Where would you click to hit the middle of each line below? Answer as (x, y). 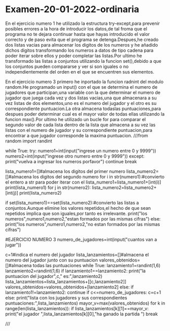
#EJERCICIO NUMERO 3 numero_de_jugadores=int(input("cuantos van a (81, 239)
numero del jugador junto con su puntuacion (52, 260)
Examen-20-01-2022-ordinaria (72, 9)
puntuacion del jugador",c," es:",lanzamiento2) (54, 276)
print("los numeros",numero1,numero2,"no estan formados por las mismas (83, 224)
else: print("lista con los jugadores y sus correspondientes (66, 298)
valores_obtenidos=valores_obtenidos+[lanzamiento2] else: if (70, 287)
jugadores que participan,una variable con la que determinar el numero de (83, 92)
